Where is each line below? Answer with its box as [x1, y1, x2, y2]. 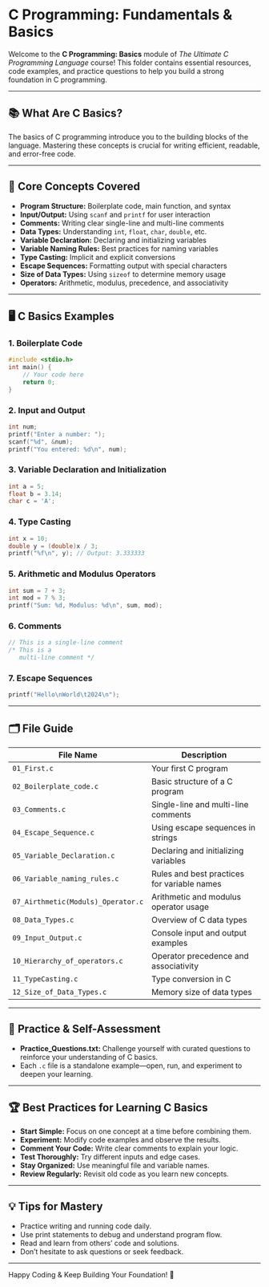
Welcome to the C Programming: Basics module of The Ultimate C [8, 49, 229, 59]
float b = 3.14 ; [8, 489, 62, 498]
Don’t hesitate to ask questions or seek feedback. [19, 1246, 184, 1257]
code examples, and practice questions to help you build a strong [8, 66, 224, 75]
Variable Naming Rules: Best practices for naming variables [19, 243, 219, 254]
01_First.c [12, 764, 54, 773]
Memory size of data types [151, 987, 252, 998]
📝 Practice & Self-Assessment [8, 1022, 161, 1036]
